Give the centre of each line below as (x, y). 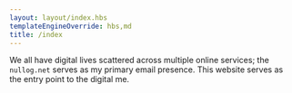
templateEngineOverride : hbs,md (70, 26)
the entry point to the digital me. (70, 79)
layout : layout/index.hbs (58, 18)
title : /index (36, 34)
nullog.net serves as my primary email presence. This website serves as (146, 70)
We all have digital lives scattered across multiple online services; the (140, 60)
